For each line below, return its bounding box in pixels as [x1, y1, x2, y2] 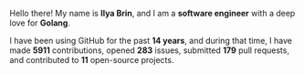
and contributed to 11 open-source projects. [9, 55, 174, 65]
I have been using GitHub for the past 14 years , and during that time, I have [9, 36, 292, 46]
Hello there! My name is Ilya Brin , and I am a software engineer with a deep [9, 8, 296, 18]
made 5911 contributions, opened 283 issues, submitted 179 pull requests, [9, 45, 290, 56]
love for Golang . [9, 17, 71, 28]
